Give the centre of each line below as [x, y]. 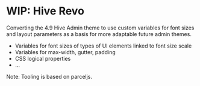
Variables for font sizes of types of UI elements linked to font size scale [103, 46]
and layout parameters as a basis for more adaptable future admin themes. [99, 34]
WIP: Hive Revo [45, 11]
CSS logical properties [43, 58]
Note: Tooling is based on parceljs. [49, 76]
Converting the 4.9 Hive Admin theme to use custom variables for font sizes [100, 28]
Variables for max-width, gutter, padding [65, 52]
